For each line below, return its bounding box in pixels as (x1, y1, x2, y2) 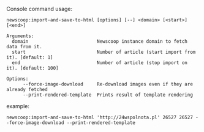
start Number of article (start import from (12, 49, 196, 55)
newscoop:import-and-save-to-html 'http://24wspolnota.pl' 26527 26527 (6, 114, 193, 120)
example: (6, 103, 29, 109)
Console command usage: (6, 5, 73, 12)
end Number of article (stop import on (12, 60, 188, 66)
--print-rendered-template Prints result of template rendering (22, 92, 193, 98)
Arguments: (6, 33, 34, 39)
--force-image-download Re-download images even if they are (22, 81, 193, 87)
